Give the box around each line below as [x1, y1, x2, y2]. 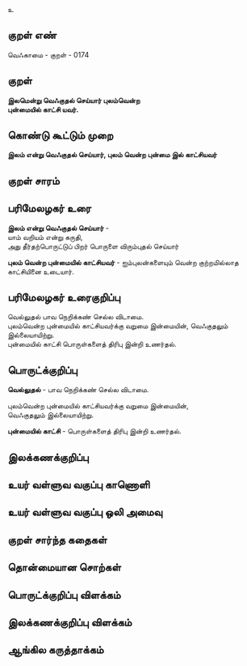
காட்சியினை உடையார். [7, 267, 74, 276]
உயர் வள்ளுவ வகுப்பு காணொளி [7, 478, 150, 492]
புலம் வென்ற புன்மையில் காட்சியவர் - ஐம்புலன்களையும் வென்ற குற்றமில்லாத [7, 257, 239, 267]
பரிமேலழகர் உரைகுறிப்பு [7, 291, 120, 305]
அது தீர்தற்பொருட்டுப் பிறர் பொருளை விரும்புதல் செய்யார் [7, 241, 179, 251]
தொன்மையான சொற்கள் [7, 561, 122, 574]
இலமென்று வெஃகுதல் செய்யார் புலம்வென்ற [7, 95, 140, 105]
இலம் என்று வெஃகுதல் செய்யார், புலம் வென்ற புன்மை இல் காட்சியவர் [7, 150, 217, 160]
